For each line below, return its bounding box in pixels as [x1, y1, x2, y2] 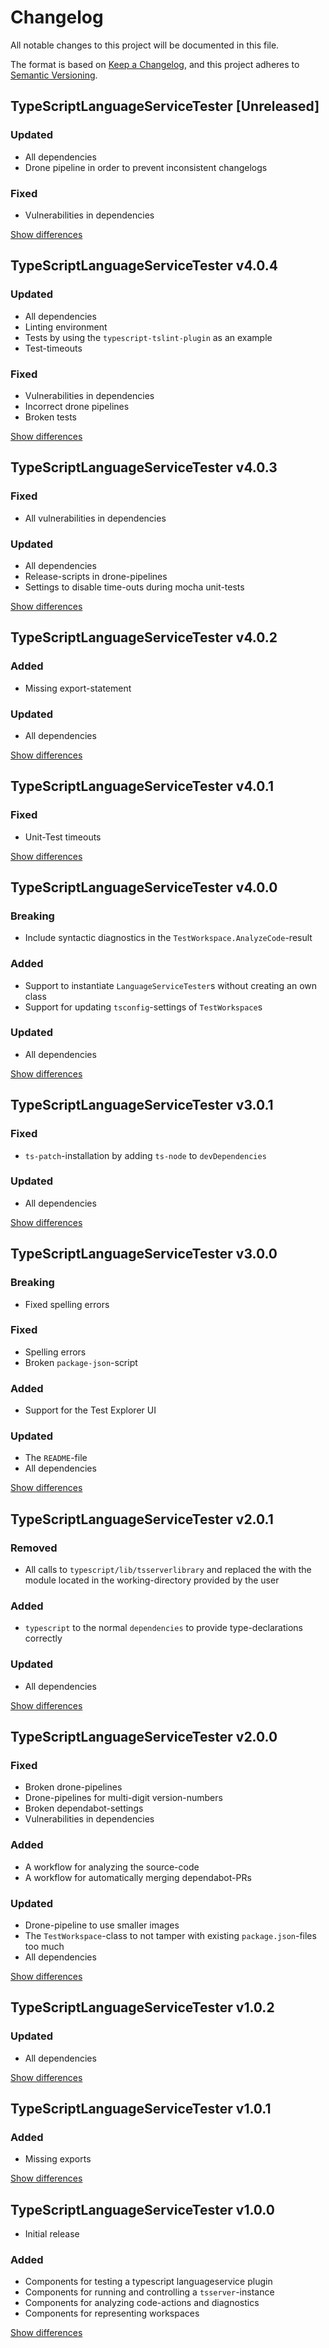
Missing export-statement [24, 682, 132, 694]
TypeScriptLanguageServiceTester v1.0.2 [10, 1999, 275, 2016]
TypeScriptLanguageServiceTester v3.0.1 [10, 1097, 274, 1114]
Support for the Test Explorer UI [24, 1404, 157, 1416]
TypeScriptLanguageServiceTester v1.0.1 [10, 2101, 272, 2118]
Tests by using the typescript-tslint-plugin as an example [24, 331, 273, 343]
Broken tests [24, 411, 77, 423]
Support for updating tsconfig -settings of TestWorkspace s [24, 1001, 263, 1013]
